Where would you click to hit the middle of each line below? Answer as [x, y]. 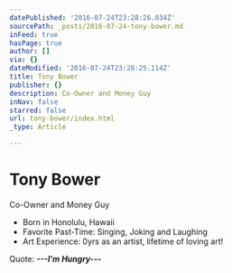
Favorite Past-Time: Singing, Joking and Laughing [115, 231]
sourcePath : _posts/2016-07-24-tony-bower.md [96, 26]
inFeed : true [34, 34]
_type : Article [38, 127]
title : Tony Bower [44, 77]
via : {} [24, 60]
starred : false [38, 110]
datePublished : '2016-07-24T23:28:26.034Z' [93, 18]
